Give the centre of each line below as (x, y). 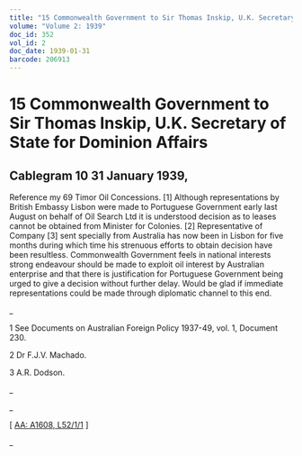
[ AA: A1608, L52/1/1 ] (49, 425)
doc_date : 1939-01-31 (50, 51)
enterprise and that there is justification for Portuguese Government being (147, 274)
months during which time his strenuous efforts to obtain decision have (141, 245)
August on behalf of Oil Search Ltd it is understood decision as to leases (143, 216)
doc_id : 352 (31, 34)
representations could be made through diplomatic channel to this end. (141, 293)
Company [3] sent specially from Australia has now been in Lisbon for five (147, 236)
